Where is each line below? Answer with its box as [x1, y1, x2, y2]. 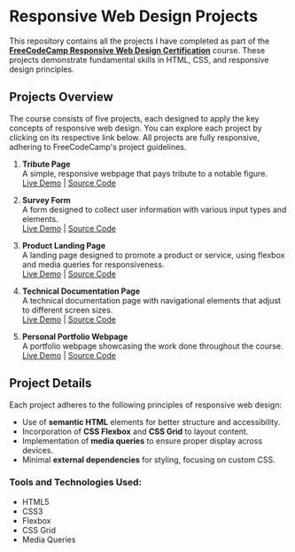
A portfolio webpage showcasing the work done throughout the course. [21, 340, 283, 351]
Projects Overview [9, 90, 113, 105]
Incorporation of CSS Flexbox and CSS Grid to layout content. [21, 426, 249, 437]
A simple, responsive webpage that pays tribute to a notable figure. [21, 168, 268, 178]
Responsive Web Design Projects [9, 6, 259, 27]
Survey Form [21, 194, 71, 205]
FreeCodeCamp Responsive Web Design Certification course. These [9, 44, 266, 55]
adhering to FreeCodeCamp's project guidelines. [9, 141, 187, 152]
